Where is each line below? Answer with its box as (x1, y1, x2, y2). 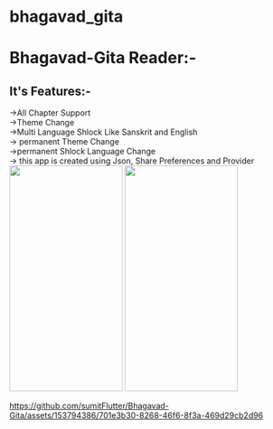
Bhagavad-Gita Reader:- (9, 48, 197, 69)
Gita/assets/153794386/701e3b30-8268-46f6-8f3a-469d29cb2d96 (9, 410, 264, 421)
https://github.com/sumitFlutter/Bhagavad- (9, 400, 170, 412)
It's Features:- (9, 83, 92, 98)
